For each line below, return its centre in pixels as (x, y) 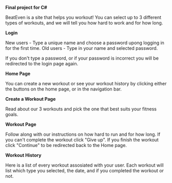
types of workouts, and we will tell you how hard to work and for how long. (84, 23)
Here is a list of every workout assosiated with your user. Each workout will (84, 165)
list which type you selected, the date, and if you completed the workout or (85, 171)
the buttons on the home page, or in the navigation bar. (64, 89)
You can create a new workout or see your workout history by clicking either (86, 84)
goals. (12, 114)
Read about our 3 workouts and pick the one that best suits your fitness (81, 109)
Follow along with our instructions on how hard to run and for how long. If (83, 134)
